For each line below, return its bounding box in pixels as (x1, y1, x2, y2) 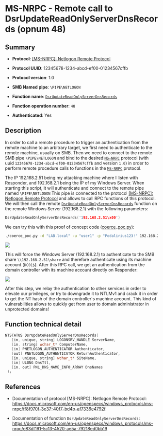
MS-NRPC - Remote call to (5, 3, 113, 14)
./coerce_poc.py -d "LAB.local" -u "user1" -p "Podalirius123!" (5, 233, 138, 238)
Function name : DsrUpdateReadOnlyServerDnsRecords (12, 93, 117, 99)
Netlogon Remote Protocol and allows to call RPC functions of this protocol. (5, 195, 156, 201)
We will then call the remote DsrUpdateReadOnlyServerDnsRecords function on (5, 200, 158, 206)
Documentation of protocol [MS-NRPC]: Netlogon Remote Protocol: (12, 396, 147, 401)
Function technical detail (5, 320, 81, 328)
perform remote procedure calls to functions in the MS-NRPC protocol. (5, 165, 142, 171)
